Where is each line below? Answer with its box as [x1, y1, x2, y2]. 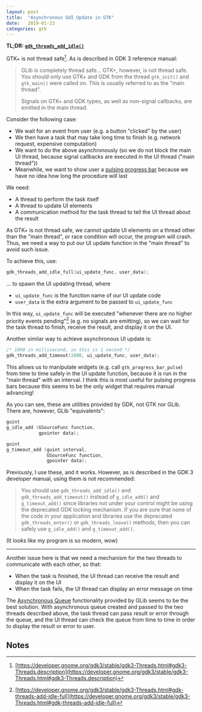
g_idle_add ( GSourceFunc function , [6, 425, 96, 431]
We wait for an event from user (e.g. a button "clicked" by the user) [14, 127, 182, 135]
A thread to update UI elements [14, 202, 93, 209]
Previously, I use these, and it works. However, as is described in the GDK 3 [6, 469, 194, 476]
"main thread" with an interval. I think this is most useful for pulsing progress [6, 377, 196, 384]
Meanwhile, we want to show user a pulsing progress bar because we [14, 165, 188, 173]
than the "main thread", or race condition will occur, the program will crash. [6, 233, 192, 240]
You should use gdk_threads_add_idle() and [20, 487, 131, 494]
